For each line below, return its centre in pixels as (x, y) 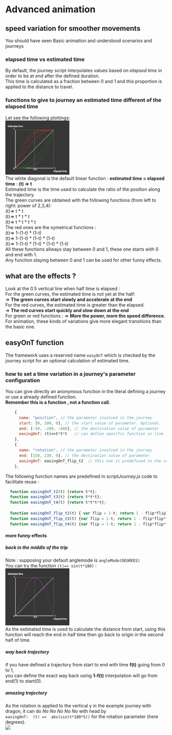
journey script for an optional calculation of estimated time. (68, 360)
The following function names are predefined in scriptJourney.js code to (81, 476)
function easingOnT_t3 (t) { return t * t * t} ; (56, 497)
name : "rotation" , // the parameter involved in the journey (85, 450)
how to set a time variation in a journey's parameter (71, 374)
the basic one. (20, 326)
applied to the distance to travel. (39, 87)
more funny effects (26, 536)
